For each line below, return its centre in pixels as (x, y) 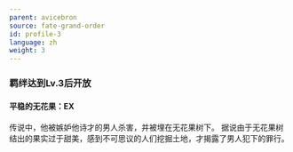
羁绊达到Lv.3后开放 (50, 84)
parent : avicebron (43, 17)
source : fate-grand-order (57, 26)
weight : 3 (28, 51)
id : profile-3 (36, 34)
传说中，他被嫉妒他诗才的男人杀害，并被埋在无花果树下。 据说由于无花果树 (146, 128)
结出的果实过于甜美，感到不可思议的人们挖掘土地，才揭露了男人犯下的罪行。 (149, 139)
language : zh (33, 42)
